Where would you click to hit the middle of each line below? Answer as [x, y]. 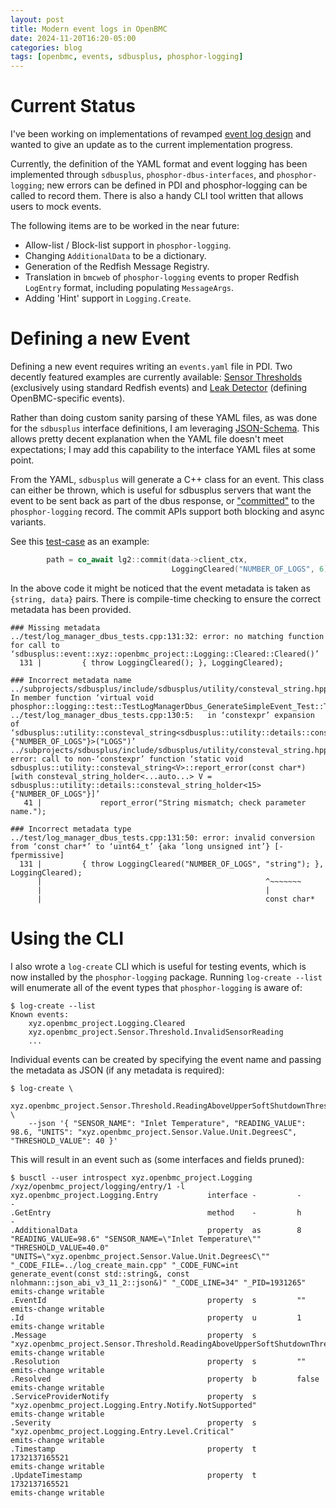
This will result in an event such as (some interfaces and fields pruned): [157, 1159]
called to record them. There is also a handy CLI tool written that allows [157, 196]
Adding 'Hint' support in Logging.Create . [108, 298]
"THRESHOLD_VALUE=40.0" [60, 1247]
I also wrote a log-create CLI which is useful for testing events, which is [158, 966]
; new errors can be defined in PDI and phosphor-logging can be [174, 185]
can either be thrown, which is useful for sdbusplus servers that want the [161, 490]
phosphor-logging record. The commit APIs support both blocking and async [167, 511]
